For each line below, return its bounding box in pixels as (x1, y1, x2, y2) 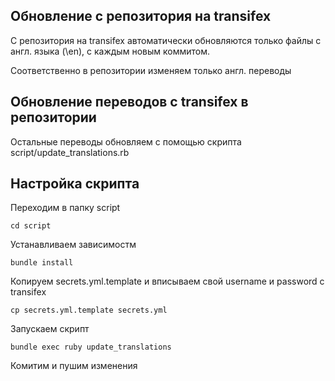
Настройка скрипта (10, 175, 140, 193)
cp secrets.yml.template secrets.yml (10, 305, 168, 316)
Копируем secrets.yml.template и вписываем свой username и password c (10, 275, 325, 288)
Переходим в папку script (10, 202, 121, 214)
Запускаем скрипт (10, 323, 90, 335)
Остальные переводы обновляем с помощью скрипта (10, 135, 242, 148)
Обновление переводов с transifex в (10, 94, 249, 111)
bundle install (10, 258, 74, 268)
